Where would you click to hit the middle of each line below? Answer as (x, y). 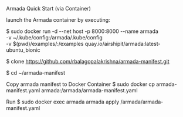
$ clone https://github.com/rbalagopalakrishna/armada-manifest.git (88, 61)
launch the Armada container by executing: (58, 20)
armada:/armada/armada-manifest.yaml (89, 90)
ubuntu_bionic (23, 50)
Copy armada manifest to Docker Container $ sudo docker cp (81, 84)
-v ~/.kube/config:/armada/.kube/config (54, 37)
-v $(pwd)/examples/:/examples (45, 44)
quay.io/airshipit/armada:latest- (123, 44)
